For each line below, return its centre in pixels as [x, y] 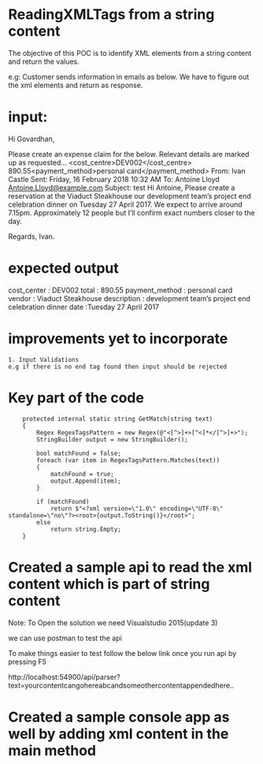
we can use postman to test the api [65, 638]
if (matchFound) [63, 501]
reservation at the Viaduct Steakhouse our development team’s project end [130, 196]
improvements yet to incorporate [118, 339]
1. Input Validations [44, 360]
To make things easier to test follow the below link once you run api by [122, 653]
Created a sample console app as [119, 717]
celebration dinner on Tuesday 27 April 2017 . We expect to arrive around [125, 204]
